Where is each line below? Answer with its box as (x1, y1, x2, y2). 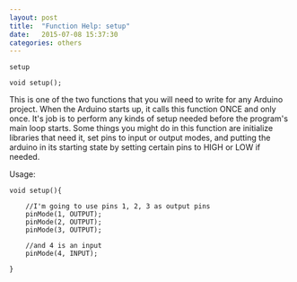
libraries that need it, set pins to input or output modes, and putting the (9, 132, 271, 144)
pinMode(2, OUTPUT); (25, 217, 102, 227)
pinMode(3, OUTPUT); (25, 225, 102, 234)
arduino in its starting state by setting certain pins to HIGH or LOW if (9, 142, 261, 153)
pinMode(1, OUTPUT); (25, 210, 102, 219)
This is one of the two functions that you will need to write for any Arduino (9, 94, 284, 105)
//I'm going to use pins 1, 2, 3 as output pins (25, 202, 211, 211)
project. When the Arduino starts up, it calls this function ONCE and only (9, 104, 276, 115)
